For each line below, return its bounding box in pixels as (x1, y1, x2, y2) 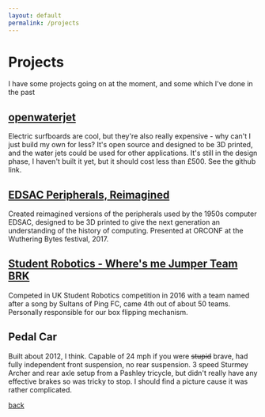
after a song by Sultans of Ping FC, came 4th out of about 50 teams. (8, 298, 231, 309)
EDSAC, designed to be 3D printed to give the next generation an (8, 218, 220, 227)
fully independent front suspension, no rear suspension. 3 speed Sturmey (8, 359, 249, 369)
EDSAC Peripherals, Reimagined (8, 188, 170, 202)
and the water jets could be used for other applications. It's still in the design (8, 148, 258, 158)
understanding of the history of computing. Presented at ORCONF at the (8, 226, 244, 236)
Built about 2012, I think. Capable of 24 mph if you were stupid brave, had (8, 351, 248, 361)
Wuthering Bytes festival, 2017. (8, 234, 109, 244)
